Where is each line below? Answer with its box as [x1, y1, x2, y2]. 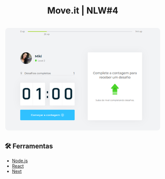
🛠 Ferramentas [4, 142, 53, 151]
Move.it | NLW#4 [47, 5, 118, 16]
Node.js [11, 158, 28, 164]
